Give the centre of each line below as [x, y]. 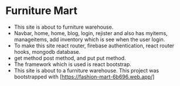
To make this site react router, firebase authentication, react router [94, 46]
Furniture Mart [41, 11]
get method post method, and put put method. [70, 58]
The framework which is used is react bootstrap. [72, 64]
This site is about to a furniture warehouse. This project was [86, 70]
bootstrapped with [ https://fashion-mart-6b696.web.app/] [84, 77]
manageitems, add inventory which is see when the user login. [89, 39]
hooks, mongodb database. [47, 51]
